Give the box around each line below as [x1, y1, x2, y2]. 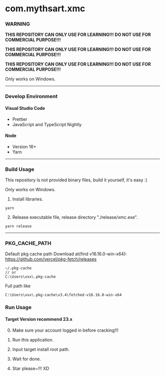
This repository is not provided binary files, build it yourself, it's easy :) [5, 177, 148, 183]
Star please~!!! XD [12, 365, 50, 371]
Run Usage [5, 304, 32, 311]
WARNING [5, 21, 30, 28]
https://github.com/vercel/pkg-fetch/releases [5, 256, 97, 262]
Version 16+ [12, 143, 37, 149]
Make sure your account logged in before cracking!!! [12, 327, 119, 333]
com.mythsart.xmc [5, 3, 85, 14]
